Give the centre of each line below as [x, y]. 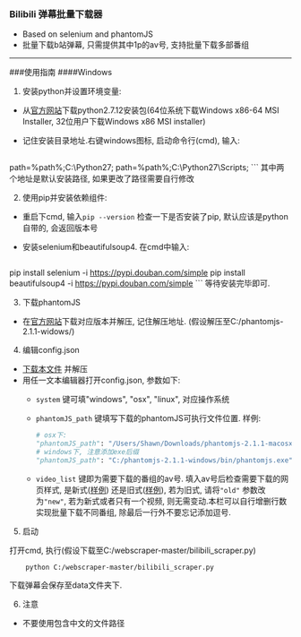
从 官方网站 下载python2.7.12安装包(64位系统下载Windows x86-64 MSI [150, 110]
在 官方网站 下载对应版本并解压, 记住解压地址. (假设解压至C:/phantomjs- [153, 322]
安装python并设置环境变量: [72, 91]
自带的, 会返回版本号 [60, 228]
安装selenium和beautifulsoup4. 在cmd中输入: [106, 247]
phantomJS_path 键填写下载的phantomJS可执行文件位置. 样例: [148, 418]
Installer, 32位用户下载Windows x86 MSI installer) [114, 122]
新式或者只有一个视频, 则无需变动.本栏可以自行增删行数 [185, 501]
